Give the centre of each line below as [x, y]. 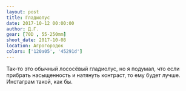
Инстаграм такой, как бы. [39, 81]
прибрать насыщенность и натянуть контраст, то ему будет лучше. [93, 75]
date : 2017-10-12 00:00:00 [40, 23]
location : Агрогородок [35, 46]
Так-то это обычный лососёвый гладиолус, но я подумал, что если [93, 69]
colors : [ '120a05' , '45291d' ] [45, 52]
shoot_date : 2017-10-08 [36, 40]
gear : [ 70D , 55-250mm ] [36, 35]
